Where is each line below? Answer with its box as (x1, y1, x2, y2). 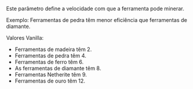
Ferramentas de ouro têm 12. (14, 77, 86, 84)
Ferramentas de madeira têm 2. (14, 46, 92, 53)
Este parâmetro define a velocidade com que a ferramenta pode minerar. (6, 5, 185, 12)
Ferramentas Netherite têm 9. (14, 71, 87, 78)
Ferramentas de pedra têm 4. (14, 52, 87, 59)
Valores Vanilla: (6, 34, 44, 41)
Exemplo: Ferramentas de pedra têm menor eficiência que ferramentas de (6, 17, 188, 23)
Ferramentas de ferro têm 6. (14, 59, 84, 65)
